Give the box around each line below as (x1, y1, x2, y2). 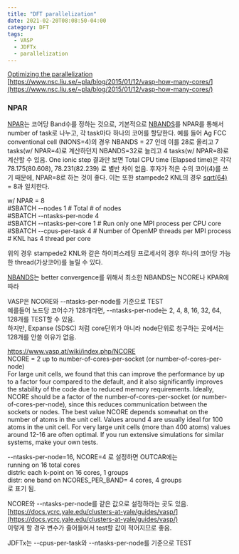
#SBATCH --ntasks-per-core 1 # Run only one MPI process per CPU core (7, 219, 222, 228)
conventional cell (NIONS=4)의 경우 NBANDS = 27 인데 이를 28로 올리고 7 (7, 138, 219, 146)
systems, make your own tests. (7, 438, 98, 446)
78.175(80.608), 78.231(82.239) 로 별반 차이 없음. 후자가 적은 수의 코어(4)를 (7, 165, 221, 173)
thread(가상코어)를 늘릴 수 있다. (14, 258, 103, 267)
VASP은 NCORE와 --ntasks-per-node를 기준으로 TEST (7, 297, 164, 306)
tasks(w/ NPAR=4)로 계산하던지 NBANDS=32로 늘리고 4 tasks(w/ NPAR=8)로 (7, 147, 229, 155)
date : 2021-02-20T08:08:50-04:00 (7, 17, 107, 24)
